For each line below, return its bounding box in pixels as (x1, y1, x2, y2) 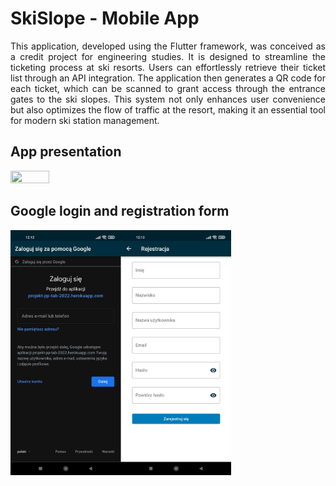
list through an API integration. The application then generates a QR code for (10, 72, 326, 84)
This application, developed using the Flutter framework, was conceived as (10, 40, 326, 52)
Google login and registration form (10, 203, 230, 220)
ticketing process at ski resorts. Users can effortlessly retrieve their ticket (10, 61, 326, 73)
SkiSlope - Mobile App (10, 7, 200, 30)
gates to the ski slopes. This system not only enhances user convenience (10, 93, 326, 105)
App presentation (10, 143, 122, 161)
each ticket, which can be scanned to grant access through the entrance (10, 82, 326, 94)
